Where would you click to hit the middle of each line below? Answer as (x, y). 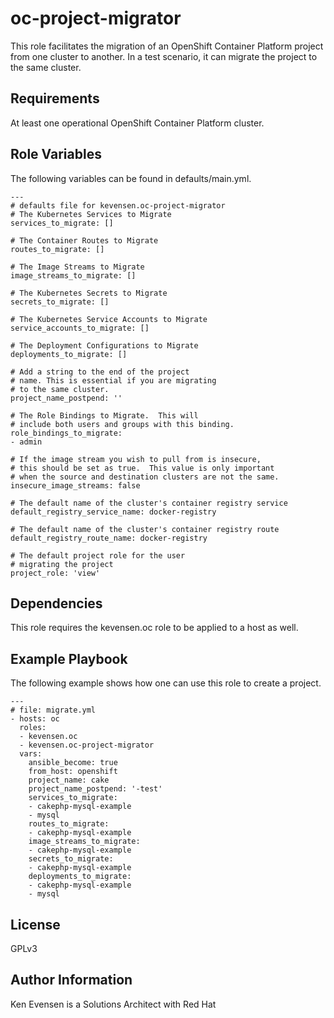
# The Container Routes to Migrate (84, 240)
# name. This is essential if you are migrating (113, 380)
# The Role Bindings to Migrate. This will (104, 415)
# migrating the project (62, 564)
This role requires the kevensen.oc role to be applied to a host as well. (154, 628)
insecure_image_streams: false (75, 485)
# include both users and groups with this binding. (122, 424)
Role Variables (56, 154)
